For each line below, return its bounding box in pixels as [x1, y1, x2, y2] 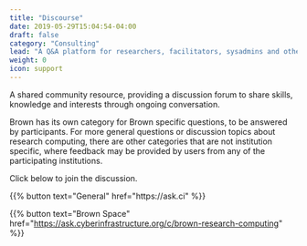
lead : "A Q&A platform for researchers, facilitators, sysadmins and [9, 47, 281, 56]
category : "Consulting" [9, 38, 101, 48]
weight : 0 [9, 56, 48, 65]
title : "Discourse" [9, 13, 84, 23]
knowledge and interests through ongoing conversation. [9, 98, 221, 109]
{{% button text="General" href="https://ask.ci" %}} [9, 190, 206, 201]
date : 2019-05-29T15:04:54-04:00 [9, 22, 137, 31]
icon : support [9, 65, 64, 74]
